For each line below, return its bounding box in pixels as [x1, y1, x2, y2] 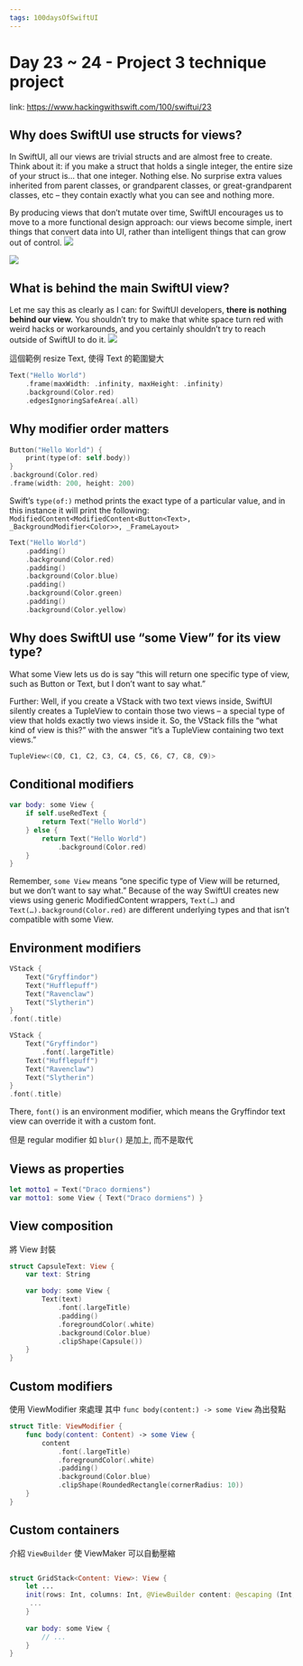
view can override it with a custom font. [9, 1115, 156, 1126]
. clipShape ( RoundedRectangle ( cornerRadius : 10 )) [57, 1481, 244, 1490]
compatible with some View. [9, 914, 115, 925]
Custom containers [9, 1522, 120, 1538]
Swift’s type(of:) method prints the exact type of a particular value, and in [9, 494, 286, 506]
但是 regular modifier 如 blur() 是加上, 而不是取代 [9, 1134, 194, 1145]
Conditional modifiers [9, 777, 134, 792]
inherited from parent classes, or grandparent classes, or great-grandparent [9, 180, 292, 191]
